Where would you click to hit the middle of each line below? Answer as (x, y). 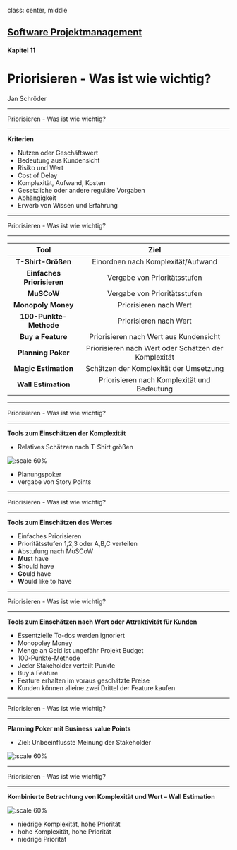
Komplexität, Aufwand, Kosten (61, 182)
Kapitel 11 (22, 50)
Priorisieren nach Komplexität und (154, 379)
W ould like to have (44, 581)
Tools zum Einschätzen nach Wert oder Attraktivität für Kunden (102, 622)
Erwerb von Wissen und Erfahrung (67, 205)
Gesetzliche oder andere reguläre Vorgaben (81, 190)
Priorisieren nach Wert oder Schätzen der (154, 348)
